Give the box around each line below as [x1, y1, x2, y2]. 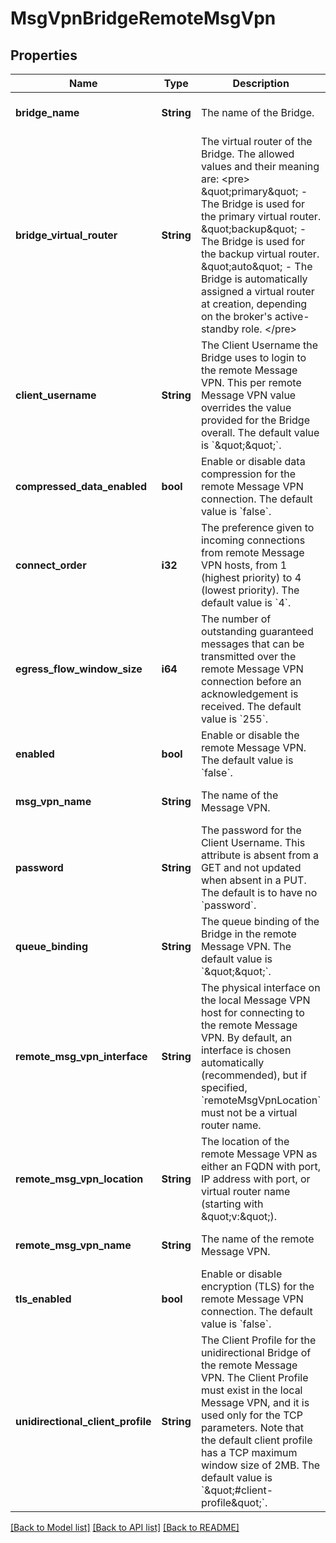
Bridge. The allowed [200, 147, 295, 161]
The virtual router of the [200, 135, 313, 148]
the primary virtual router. [200, 210, 322, 223]
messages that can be [200, 637, 305, 651]
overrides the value [200, 401, 292, 414]
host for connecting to [200, 1006, 305, 1019]
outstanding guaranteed [200, 625, 314, 638]
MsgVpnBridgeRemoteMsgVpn [10, 7, 277, 30]
